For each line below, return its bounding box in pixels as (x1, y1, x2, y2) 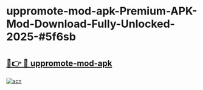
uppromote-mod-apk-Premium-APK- (6, 4, 198, 18)
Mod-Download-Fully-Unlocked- (6, 17, 175, 31)
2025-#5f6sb (6, 30, 76, 43)
